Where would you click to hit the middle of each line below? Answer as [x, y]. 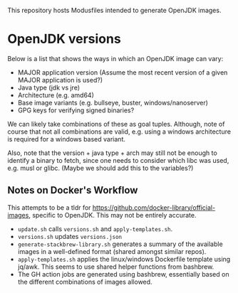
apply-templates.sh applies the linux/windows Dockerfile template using [124, 259]
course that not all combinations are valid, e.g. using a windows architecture [119, 132]
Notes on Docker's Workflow [73, 190]
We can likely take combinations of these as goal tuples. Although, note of [116, 124]
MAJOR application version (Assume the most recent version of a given [123, 72]
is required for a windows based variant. [67, 139]
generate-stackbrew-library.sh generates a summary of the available [120, 244]
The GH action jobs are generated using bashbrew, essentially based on [123, 274]
